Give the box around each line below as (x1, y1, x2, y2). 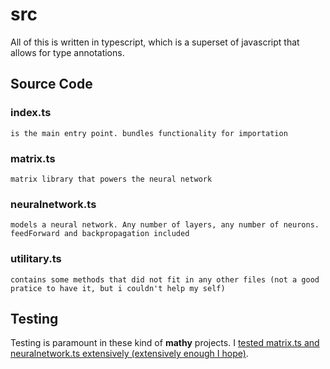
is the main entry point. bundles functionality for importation (10, 128, 288, 138)
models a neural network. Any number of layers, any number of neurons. (10, 220, 320, 230)
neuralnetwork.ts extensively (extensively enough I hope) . (10, 348, 249, 360)
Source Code (10, 76, 93, 93)
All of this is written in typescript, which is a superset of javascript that (10, 36, 300, 48)
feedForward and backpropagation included (10, 229, 190, 239)
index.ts (10, 106, 52, 120)
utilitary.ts (10, 252, 62, 266)
